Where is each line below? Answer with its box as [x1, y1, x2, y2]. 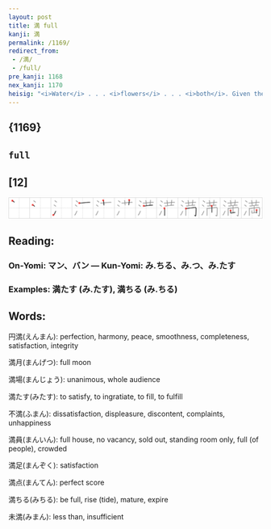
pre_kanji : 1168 [8, 73, 63, 81]
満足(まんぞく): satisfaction [8, 460, 99, 470]
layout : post [8, 13, 52, 21]
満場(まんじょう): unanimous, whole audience [8, 374, 161, 384]
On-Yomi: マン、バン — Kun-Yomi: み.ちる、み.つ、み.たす [8, 260, 236, 271]
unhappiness [8, 418, 52, 427]
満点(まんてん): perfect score [8, 477, 105, 487]
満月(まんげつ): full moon [8, 357, 91, 367]
